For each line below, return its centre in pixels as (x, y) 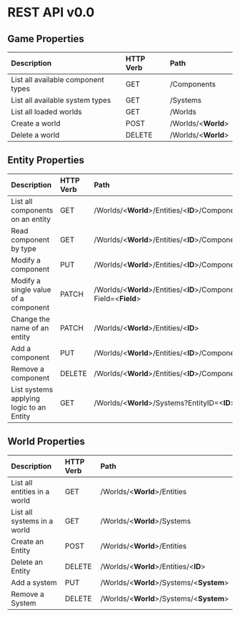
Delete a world (35, 135)
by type (24, 248)
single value (31, 290)
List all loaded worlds (46, 112)
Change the (31, 319)
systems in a (32, 521)
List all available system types (61, 100)
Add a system (34, 582)
